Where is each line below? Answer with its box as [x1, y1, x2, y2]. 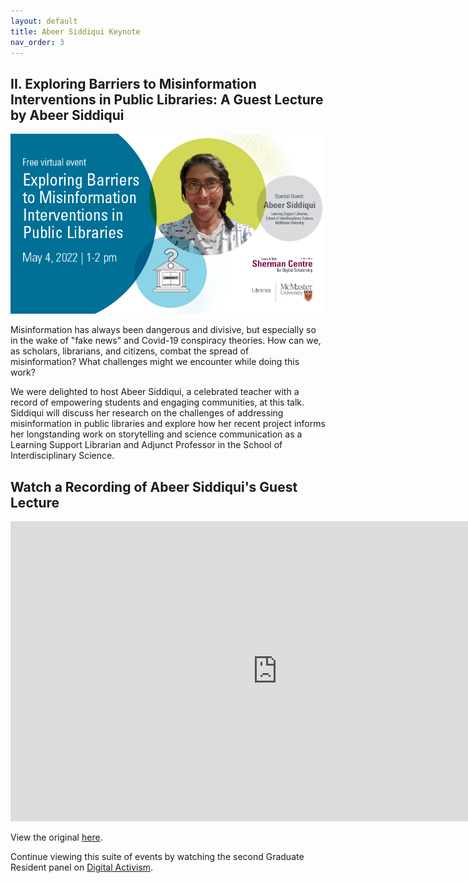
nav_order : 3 [10, 37, 65, 47]
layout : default [10, 16, 78, 26]
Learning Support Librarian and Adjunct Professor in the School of [10, 439, 283, 451]
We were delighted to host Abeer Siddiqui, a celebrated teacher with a [10, 386, 300, 398]
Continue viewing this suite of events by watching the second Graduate [10, 851, 305, 862]
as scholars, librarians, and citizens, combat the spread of [10, 345, 250, 357]
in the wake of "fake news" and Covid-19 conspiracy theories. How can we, [10, 335, 322, 347]
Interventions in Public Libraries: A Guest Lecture [10, 91, 324, 108]
